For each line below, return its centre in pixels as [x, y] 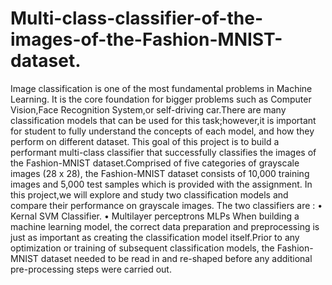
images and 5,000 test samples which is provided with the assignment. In [161, 184]
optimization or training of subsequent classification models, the [142, 248]
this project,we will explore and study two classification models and [149, 194]
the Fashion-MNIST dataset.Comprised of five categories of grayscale [155, 163]
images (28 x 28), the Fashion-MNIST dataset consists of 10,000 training [160, 173]
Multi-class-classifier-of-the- [136, 18]
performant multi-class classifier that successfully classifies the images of [163, 152]
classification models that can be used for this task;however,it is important [163, 120]
